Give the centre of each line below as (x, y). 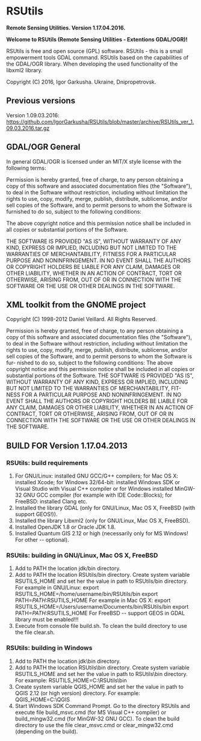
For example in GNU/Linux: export (57, 588)
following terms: (26, 168)
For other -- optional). (42, 540)
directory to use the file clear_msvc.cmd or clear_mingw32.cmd (94, 725)
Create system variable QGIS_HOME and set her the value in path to (99, 686)
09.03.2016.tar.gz (28, 128)
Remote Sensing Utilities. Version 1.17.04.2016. (66, 28)
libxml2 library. (25, 70)
